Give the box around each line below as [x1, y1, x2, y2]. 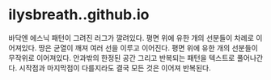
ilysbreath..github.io [8, 6, 150, 24]
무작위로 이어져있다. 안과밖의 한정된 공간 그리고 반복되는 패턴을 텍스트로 [8, 53, 235, 62]
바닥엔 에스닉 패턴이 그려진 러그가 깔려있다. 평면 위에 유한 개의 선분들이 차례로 [8, 33, 255, 42]
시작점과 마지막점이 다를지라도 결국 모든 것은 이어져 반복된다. [19, 62, 212, 73]
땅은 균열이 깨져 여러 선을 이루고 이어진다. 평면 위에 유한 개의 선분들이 [38, 42, 259, 53]
